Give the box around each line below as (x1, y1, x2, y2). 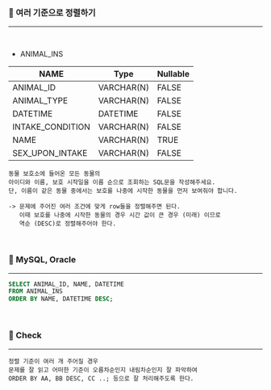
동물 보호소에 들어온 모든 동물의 (8, 170, 101, 178)
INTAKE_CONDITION (12, 121, 91, 132)
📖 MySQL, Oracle (8, 254, 77, 266)
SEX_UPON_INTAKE (12, 148, 88, 159)
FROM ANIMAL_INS (8, 287, 63, 296)
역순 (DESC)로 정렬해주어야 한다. (19, 220, 117, 228)
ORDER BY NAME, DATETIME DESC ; (8, 295, 114, 304)
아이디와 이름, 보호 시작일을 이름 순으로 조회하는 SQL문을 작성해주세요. (8, 178, 216, 187)
